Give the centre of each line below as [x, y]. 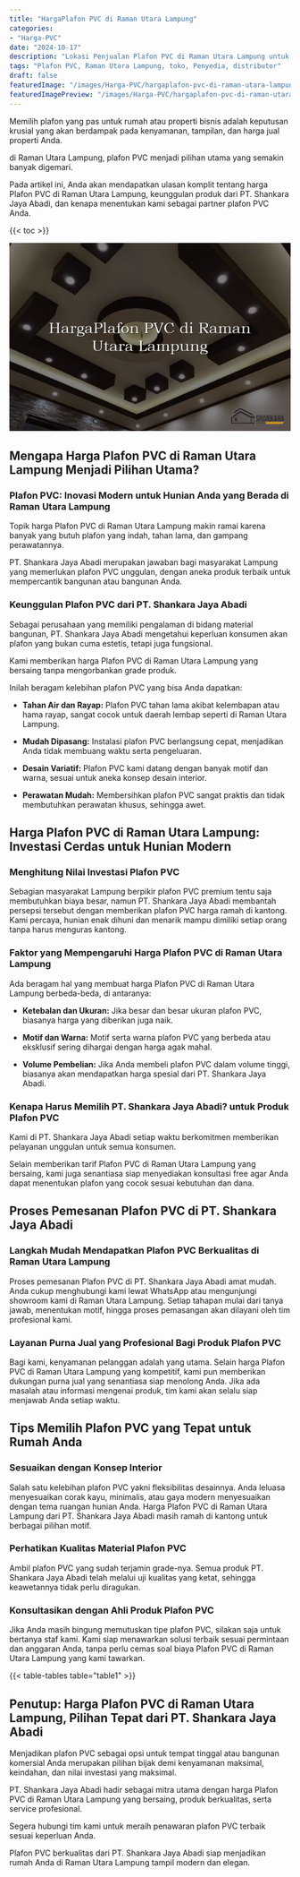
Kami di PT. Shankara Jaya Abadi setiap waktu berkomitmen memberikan [144, 1136]
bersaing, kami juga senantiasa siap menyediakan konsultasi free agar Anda [149, 1173]
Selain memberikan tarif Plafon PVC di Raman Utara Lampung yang [133, 1163]
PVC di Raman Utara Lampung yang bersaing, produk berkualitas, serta [141, 1799]
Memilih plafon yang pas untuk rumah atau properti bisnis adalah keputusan [149, 121]
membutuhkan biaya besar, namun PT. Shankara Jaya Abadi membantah [143, 901]
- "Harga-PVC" [36, 38]
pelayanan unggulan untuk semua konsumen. [93, 1146]
